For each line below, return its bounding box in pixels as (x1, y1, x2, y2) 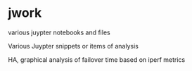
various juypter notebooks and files (8, 28, 111, 37)
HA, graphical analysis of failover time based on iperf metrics (8, 55, 186, 64)
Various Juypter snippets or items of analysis (8, 41, 139, 50)
